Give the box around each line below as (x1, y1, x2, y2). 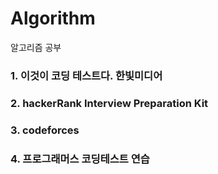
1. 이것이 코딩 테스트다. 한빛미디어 (10, 68, 163, 82)
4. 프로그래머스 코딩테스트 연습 (10, 152, 150, 166)
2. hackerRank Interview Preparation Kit (10, 96, 209, 110)
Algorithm (10, 7, 96, 30)
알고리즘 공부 (10, 41, 62, 53)
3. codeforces (10, 123, 80, 137)
